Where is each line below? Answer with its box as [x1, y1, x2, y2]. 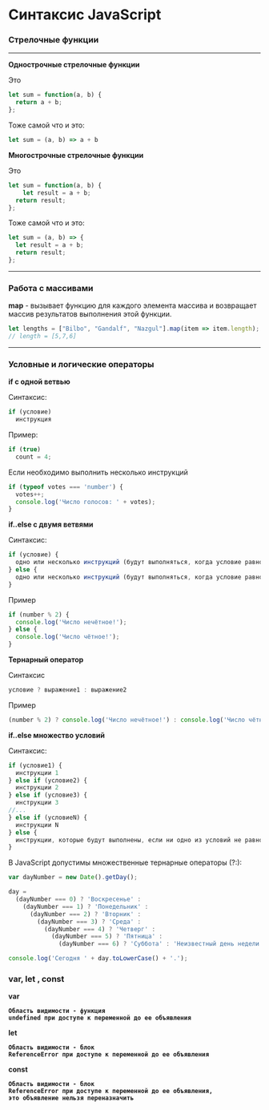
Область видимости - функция [8, 1007, 106, 1015]
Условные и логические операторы [8, 358, 155, 369]
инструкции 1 [15, 769, 59, 777]
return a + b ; [15, 99, 62, 107]
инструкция [15, 415, 52, 424]
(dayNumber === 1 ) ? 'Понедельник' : [22, 902, 149, 910]
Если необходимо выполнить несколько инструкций [8, 467, 188, 477]
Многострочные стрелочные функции [8, 150, 144, 159]
